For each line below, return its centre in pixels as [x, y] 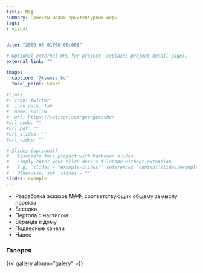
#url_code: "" [24, 123]
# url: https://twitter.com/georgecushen [60, 117]
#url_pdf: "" [23, 128]
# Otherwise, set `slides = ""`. [51, 173]
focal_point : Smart [36, 84]
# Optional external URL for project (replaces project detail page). [97, 56]
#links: [16, 94]
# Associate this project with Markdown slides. [71, 156]
